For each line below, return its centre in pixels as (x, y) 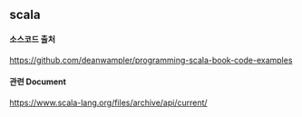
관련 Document (38, 82)
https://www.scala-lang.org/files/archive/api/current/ (108, 102)
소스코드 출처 (33, 39)
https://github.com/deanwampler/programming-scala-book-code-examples (151, 60)
